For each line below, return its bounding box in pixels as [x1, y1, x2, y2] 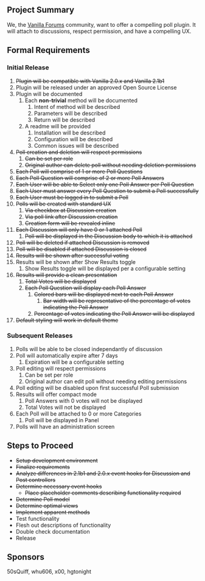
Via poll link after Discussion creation [24, 213, 118, 220]
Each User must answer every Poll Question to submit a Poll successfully [15, 187, 199, 194]
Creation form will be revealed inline [24, 219, 116, 227]
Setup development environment [15, 456, 98, 464]
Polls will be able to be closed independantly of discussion [15, 345, 163, 352]
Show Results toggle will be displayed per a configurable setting [24, 265, 186, 272]
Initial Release [7, 63, 49, 72]
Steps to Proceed [7, 440, 74, 451]
